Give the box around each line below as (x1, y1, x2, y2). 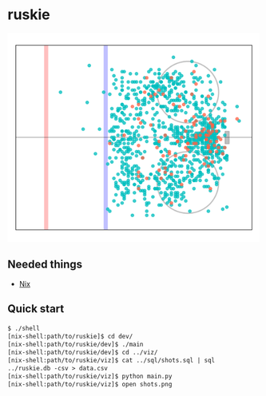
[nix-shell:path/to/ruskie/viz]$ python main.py (7, 372, 173, 380)
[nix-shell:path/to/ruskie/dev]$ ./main (7, 340, 145, 348)
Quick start (7, 302, 65, 316)
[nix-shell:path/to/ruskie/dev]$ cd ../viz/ (7, 348, 158, 356)
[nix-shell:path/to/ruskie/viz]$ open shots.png (7, 380, 173, 388)
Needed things (7, 258, 83, 271)
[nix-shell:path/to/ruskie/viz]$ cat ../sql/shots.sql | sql (7, 356, 216, 364)
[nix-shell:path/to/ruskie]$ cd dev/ (7, 332, 133, 340)
